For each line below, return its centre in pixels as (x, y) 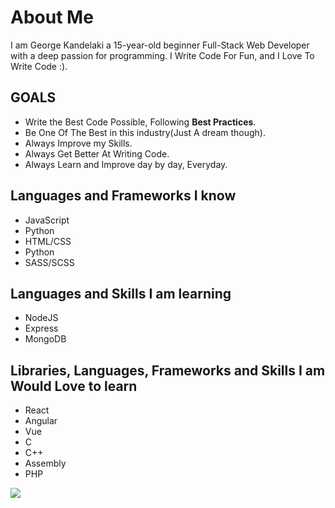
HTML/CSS (48, 241)
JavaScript (47, 220)
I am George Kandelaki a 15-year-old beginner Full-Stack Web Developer (160, 45)
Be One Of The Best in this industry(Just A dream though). (145, 132)
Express (41, 328)
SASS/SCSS (49, 262)
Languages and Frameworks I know (123, 196)
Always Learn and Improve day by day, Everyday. (126, 164)
